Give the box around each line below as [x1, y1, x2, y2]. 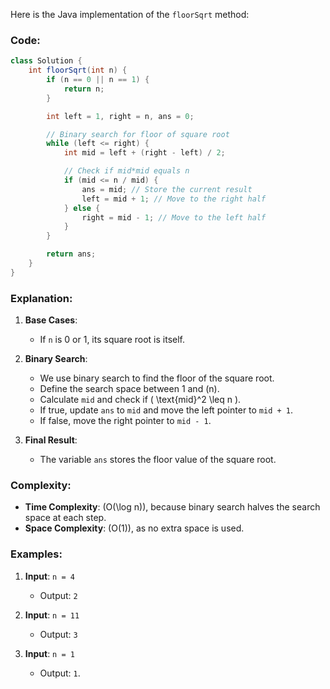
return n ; [63, 84, 105, 94]
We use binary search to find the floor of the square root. [39, 372, 275, 384]
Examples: [10, 547, 63, 561]
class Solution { [10, 56, 83, 66]
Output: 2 [39, 589, 78, 601]
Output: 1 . [39, 667, 81, 679]
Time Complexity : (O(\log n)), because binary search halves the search [24, 501, 321, 513]
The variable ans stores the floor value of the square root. [39, 454, 277, 466]
